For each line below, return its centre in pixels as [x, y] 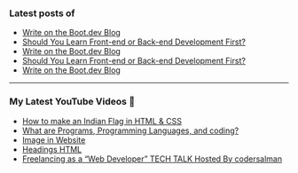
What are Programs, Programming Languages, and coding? [130, 130]
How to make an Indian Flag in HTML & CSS [102, 121]
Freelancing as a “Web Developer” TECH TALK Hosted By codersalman [152, 159]
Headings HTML [52, 149]
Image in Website [54, 139]
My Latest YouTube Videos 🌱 [72, 102]
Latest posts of [42, 13]
